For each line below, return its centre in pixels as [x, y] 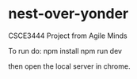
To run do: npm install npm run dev [65, 51]
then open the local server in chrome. [69, 66]
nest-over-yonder [68, 14]
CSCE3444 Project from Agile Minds [68, 36]
